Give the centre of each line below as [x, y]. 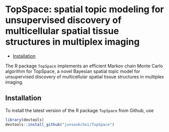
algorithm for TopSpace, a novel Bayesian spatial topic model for [73, 71]
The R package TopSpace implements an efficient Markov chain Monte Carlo [84, 66]
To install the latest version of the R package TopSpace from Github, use [79, 110]
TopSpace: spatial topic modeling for [84, 9]
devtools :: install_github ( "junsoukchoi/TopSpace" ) [60, 124]
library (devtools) [25, 120]
